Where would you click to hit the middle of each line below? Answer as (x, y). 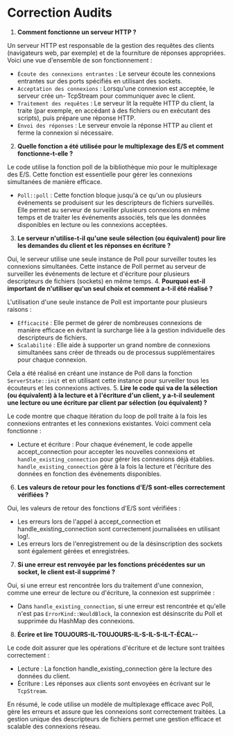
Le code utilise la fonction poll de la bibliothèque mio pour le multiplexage (112, 167)
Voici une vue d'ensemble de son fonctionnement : (80, 60)
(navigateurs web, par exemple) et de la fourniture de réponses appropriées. (116, 53)
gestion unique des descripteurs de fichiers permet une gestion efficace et (114, 719)
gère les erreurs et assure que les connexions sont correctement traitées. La (116, 711)
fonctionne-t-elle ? (45, 153)
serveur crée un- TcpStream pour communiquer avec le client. (106, 96)
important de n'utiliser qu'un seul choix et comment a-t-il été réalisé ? (110, 288)
